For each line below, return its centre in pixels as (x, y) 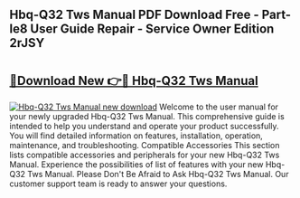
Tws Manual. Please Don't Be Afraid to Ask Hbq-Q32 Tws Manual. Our (158, 174)
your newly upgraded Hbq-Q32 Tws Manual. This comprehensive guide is (147, 116)
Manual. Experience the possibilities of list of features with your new (136, 165)
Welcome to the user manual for (219, 107)
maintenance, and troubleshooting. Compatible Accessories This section (145, 145)
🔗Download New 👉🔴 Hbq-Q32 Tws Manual (134, 80)
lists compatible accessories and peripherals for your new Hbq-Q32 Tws (145, 155)
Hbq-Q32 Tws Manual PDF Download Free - (134, 15)
